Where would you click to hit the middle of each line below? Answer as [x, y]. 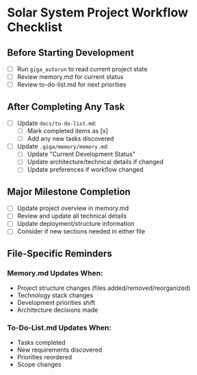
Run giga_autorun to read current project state [82, 69]
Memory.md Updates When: [55, 273]
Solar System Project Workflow [97, 13]
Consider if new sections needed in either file [81, 231]
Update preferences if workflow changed [85, 170]
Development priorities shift [56, 303]
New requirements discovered [60, 350]
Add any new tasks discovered [70, 139]
